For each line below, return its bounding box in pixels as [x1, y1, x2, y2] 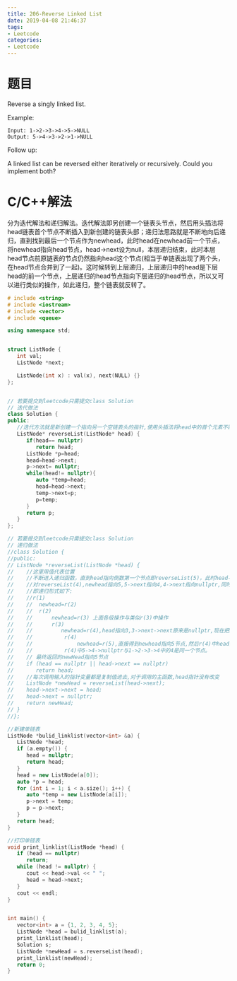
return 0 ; [16, 961, 46, 968]
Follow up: [7, 146, 37, 154]
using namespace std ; [7, 327, 71, 335]
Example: [7, 113, 35, 122]
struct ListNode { [7, 346, 61, 354]
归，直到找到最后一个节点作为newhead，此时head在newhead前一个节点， [7, 236, 224, 245]
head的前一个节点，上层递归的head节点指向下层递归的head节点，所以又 [7, 272, 219, 280]
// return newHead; [7, 700, 74, 707]
